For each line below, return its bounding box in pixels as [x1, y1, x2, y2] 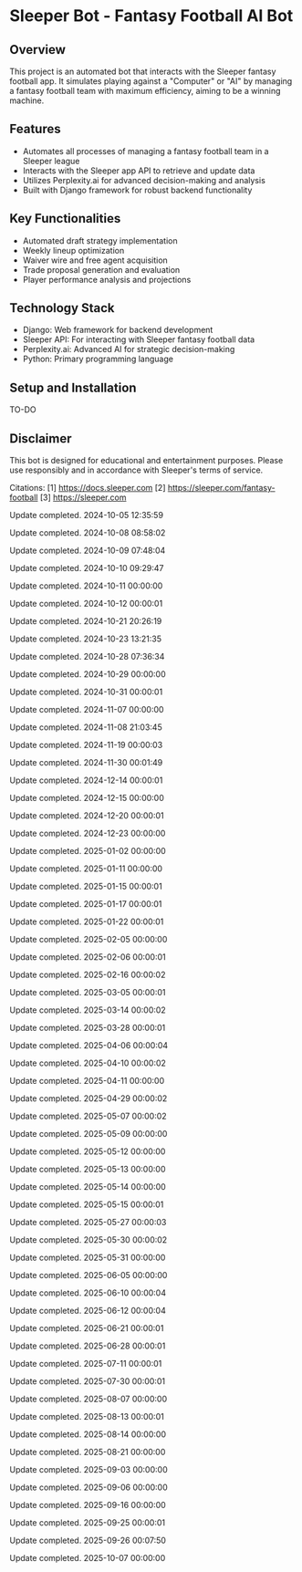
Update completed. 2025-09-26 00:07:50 [9, 1535, 167, 1546]
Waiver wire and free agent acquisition [22, 255, 169, 265]
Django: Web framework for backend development [22, 325, 213, 336]
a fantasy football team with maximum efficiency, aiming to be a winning [9, 86, 281, 96]
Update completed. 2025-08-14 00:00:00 [9, 1429, 167, 1440]
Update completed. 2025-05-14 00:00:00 [9, 1182, 166, 1192]
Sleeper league [22, 155, 80, 166]
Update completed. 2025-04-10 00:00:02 [9, 1057, 167, 1068]
